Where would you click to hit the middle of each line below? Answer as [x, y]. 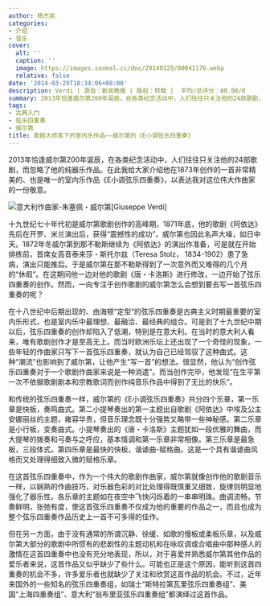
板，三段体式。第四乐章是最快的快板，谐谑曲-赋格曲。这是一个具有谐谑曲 [130, 449]
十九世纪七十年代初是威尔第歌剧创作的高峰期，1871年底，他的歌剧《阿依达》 [135, 224]
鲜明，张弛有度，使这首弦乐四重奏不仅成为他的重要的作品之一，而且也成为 [138, 506]
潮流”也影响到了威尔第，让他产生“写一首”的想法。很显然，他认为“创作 [134, 361]
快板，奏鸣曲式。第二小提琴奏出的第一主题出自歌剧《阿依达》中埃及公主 [142, 409]
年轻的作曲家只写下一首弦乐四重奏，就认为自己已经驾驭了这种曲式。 [128, 352]
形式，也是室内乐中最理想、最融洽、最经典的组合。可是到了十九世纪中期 [142, 321]
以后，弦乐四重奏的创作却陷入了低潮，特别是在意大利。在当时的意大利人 [128, 332]
